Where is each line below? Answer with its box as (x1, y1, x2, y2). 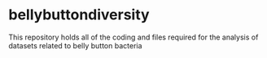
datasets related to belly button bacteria (8, 40, 142, 50)
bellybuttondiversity (8, 6, 150, 24)
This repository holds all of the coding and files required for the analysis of (8, 32, 259, 42)
